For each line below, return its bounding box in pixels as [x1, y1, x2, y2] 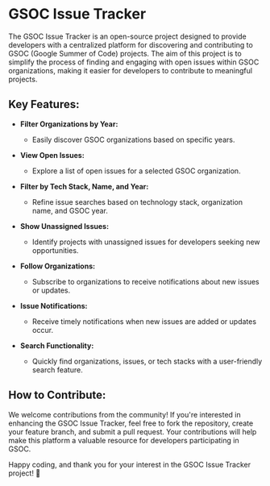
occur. [31, 325, 54, 334]
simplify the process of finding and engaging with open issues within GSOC [8, 57, 260, 67]
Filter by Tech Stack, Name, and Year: [19, 181, 149, 191]
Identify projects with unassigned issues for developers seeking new [31, 237, 260, 247]
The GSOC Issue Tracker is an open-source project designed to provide [8, 31, 247, 41]
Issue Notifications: [19, 301, 88, 310]
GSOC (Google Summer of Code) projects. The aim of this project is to [8, 48, 242, 58]
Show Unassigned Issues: [19, 221, 110, 231]
